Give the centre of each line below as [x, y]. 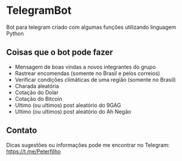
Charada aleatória [37, 86]
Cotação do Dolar [37, 92]
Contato [22, 131]
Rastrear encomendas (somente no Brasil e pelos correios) [87, 73]
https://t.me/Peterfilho [34, 151]
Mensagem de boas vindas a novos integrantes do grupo [85, 67]
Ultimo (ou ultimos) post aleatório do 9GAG [68, 105]
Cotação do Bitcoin [39, 99]
